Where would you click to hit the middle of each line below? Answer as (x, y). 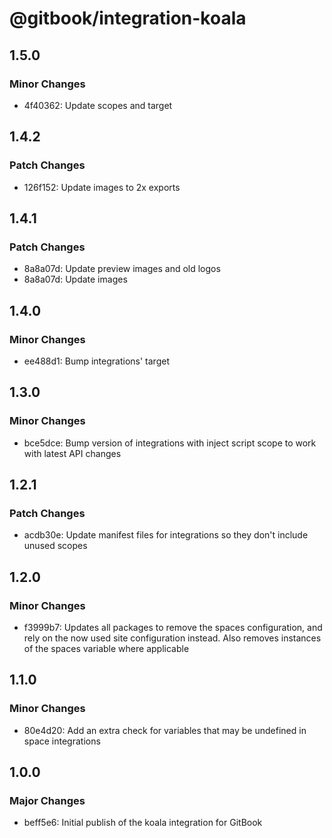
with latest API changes (72, 453)
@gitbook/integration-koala (128, 18)
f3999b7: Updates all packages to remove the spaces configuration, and (173, 627)
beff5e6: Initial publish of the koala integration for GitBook (143, 823)
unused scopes (55, 546)
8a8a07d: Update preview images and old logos (122, 269)
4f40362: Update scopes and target (98, 105)
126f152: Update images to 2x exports (102, 187)
